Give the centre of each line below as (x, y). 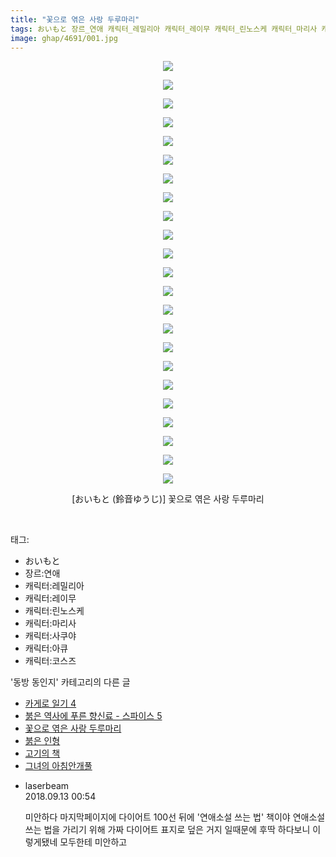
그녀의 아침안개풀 (58, 766)
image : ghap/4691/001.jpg (64, 38)
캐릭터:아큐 (46, 648)
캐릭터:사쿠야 (50, 636)
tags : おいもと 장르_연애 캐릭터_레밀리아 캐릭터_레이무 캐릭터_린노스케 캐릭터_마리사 (164, 29)
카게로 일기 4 (50, 703)
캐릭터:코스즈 (50, 661)
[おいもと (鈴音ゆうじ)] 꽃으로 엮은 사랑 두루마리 (168, 499)
